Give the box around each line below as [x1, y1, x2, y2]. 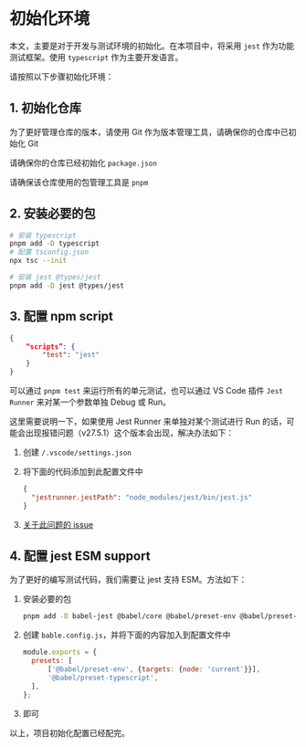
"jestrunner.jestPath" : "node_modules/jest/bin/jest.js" [31, 492, 253, 502]
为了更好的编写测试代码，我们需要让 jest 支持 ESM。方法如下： [9, 574, 248, 585]
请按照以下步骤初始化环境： [9, 70, 114, 82]
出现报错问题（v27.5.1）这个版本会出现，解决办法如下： [25, 427, 235, 438]
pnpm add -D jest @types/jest [9, 280, 125, 290]
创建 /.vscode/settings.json [22, 447, 132, 458]
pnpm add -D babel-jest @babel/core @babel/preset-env [22, 612, 237, 621]
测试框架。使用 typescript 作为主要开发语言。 [9, 51, 184, 62]
